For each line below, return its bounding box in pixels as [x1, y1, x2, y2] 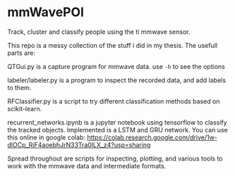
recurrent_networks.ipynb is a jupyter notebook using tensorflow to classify [7, 118, 227, 127]
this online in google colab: [7, 133, 86, 142]
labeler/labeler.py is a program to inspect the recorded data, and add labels [7, 75, 227, 84]
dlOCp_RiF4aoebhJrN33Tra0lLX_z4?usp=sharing [7, 140, 151, 149]
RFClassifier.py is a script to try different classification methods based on [7, 96, 220, 106]
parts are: [7, 49, 35, 57]
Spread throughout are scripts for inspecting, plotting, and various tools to [7, 154, 223, 163]
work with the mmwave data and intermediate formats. [7, 161, 167, 170]
